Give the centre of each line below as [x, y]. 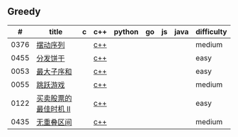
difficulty [211, 31]
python [126, 31]
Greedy [24, 12]
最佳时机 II [53, 109]
